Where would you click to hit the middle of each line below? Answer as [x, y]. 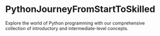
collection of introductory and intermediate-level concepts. [67, 28]
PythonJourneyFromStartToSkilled [80, 9]
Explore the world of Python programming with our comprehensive [75, 23]
